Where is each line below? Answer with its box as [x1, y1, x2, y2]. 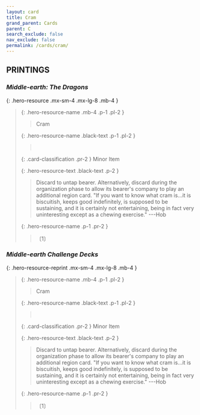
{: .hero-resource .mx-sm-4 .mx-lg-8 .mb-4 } [6, 97, 119, 104]
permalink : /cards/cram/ [6, 43, 69, 49]
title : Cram [6, 14, 36, 21]
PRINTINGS [6, 65, 50, 76]
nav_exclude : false [6, 37, 55, 43]
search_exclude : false [6, 31, 63, 37]
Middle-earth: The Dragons [6, 83, 89, 91]
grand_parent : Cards [6, 20, 58, 26]
